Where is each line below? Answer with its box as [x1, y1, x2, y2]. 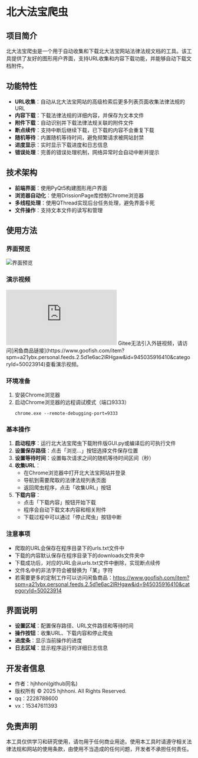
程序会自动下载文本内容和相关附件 [23, 506, 107, 513]
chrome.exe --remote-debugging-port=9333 [14, 410, 118, 417]
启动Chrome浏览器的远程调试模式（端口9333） [14, 398, 130, 405]
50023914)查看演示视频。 [19, 360, 82, 367]
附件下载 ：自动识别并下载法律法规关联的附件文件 [14, 119, 134, 126]
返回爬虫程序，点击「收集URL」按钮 [23, 484, 111, 491]
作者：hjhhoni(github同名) [14, 680, 78, 687]
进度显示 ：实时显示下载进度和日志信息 [14, 141, 108, 148]
